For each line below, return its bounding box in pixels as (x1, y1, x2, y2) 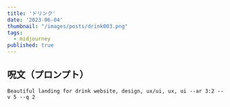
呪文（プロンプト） (7, 69, 89, 81)
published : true (7, 42, 54, 49)
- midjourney (13, 36, 51, 43)
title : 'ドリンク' (7, 10, 57, 17)
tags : (7, 29, 23, 36)
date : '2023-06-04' (7, 16, 64, 23)
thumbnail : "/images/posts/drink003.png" (7, 23, 128, 29)
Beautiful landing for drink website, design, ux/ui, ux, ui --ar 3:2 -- (7, 87, 224, 95)
